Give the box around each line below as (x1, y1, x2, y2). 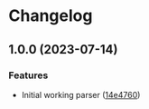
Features (8, 69, 49, 82)
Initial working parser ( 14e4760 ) (21, 89, 141, 100)
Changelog (8, 5, 93, 26)
